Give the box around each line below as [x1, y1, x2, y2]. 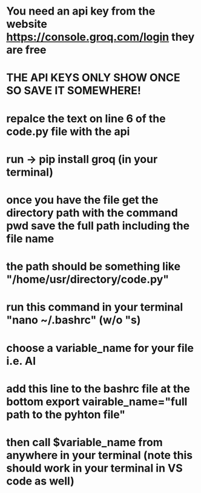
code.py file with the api [6, 125, 130, 138]
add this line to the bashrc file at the [6, 382, 191, 396]
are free [6, 43, 47, 57]
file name [6, 232, 54, 246]
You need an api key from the [6, 4, 156, 18]
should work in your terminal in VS [6, 461, 183, 475]
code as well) [6, 474, 74, 488]
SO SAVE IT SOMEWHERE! [6, 84, 141, 98]
